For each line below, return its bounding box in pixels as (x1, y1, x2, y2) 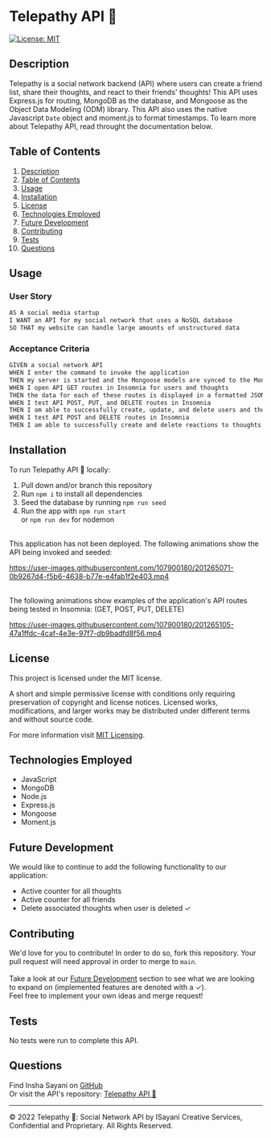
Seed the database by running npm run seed (20, 497, 166, 507)
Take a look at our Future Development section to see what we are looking (9, 974, 255, 983)
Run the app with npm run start (20, 506, 126, 515)
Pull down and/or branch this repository (20, 480, 153, 490)
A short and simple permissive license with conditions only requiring (9, 689, 236, 698)
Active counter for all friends (20, 895, 116, 904)
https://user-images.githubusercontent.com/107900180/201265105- (9, 619, 235, 629)
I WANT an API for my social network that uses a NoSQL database (9, 317, 232, 325)
